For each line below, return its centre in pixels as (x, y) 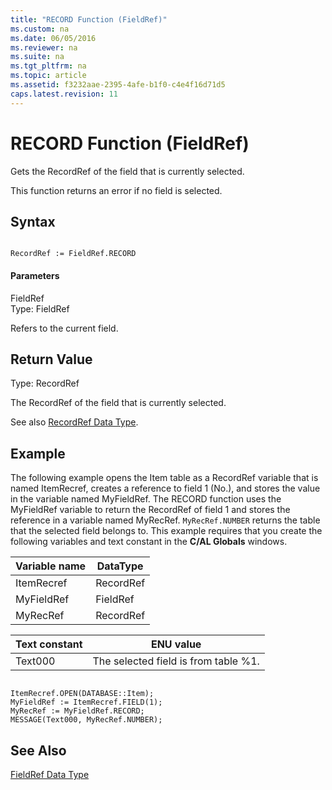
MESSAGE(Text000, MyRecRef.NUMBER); (86, 720)
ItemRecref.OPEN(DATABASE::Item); (82, 694)
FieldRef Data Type (50, 775)
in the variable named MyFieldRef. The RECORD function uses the (146, 499)
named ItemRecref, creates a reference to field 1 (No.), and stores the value (165, 488)
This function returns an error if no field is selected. (116, 190)
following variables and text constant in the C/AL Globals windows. (149, 542)
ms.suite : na (37, 57)
